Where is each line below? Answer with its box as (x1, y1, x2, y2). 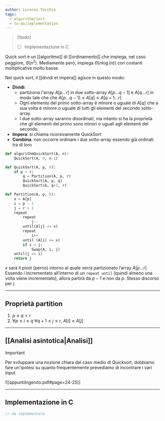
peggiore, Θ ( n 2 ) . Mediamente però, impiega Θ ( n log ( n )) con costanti (5, 59, 142, 65)
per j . (5, 281, 16, 287)
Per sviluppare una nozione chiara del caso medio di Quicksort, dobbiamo (5, 359, 155, 365)
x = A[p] (14, 196, 32, 201)
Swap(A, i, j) (31, 247, 60, 252)
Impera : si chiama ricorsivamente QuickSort (12, 131, 102, 137)
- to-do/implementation (9, 21, 58, 26)
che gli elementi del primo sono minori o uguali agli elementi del (19, 121, 149, 127)
